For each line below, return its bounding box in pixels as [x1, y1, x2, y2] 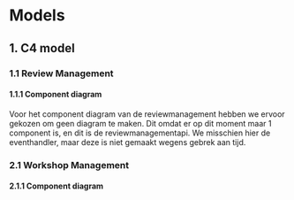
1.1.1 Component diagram [9, 89, 102, 100]
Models [9, 5, 65, 26]
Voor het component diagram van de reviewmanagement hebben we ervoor [9, 108, 285, 119]
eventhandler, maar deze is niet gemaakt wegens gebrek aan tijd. [9, 136, 246, 147]
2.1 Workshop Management [9, 158, 130, 171]
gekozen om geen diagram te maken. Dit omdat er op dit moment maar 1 [9, 118, 272, 128]
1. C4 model [9, 41, 75, 56]
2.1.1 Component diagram [9, 181, 104, 191]
